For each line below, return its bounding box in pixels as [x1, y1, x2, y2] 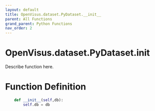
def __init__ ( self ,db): [14, 98, 64, 103]
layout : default [5, 7, 39, 12]
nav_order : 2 [5, 26, 32, 31]
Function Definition [5, 81, 86, 93]
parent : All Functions [5, 16, 52, 21]
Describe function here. [5, 64, 54, 70]
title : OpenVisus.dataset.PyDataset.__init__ [5, 12, 101, 17]
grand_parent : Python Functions [5, 21, 72, 26]
